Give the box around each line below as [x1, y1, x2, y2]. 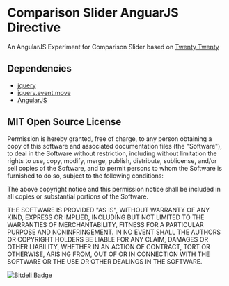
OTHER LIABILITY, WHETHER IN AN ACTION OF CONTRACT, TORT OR [7, 242, 210, 251]
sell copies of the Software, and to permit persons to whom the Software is [7, 164, 223, 172]
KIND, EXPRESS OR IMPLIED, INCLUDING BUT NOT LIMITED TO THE [7, 213, 205, 221]
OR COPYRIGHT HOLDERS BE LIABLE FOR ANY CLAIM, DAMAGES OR [7, 235, 209, 244]
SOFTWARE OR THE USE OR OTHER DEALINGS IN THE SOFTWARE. [7, 257, 203, 265]
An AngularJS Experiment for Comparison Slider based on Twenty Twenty [7, 42, 219, 51]
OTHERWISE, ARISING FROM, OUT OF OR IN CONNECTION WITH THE [7, 250, 210, 258]
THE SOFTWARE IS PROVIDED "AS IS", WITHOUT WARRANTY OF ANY [7, 205, 210, 214]
